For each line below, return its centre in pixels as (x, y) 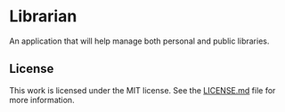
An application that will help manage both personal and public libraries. (139, 41)
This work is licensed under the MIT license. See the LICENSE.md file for (142, 90)
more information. (42, 100)
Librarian (43, 16)
